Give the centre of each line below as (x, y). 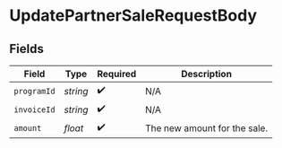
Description (206, 74)
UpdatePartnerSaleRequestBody (133, 16)
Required (117, 74)
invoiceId (34, 109)
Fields (27, 49)
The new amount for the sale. (206, 128)
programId (34, 91)
